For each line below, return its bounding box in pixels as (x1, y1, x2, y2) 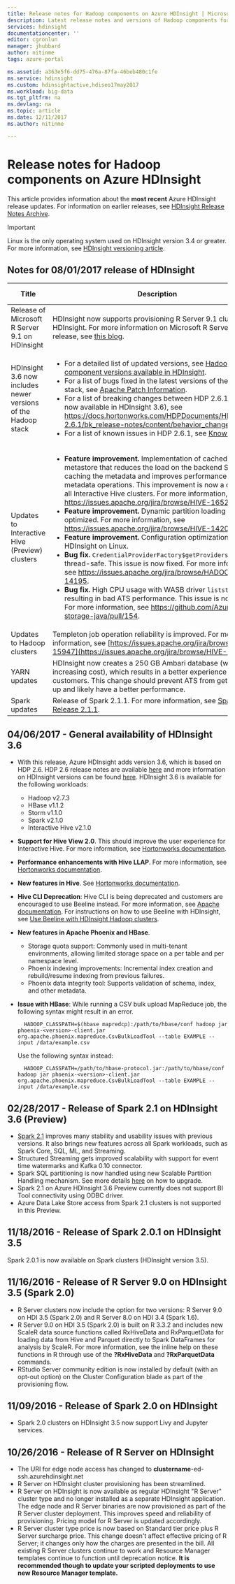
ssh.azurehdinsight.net (17, 1472, 84, 1481)
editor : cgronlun (7, 36, 58, 43)
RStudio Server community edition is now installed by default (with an (17, 1365, 218, 1374)
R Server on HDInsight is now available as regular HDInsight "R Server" (17, 1487, 222, 1496)
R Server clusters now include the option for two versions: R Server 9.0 (17, 1305, 222, 1314)
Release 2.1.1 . (52, 705, 100, 714)
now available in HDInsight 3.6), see (64, 403, 183, 412)
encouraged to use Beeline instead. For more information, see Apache (17, 900, 220, 909)
